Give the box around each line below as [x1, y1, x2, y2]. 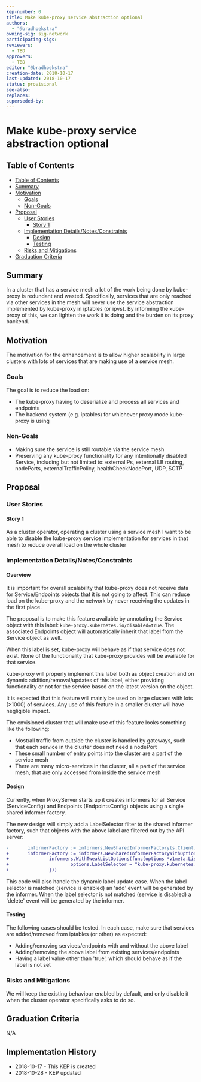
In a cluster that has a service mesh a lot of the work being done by [6, 286, 172, 293]
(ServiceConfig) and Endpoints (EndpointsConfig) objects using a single [6, 802, 184, 810]
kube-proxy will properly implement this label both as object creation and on [6, 670, 194, 678]
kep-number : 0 [6, 8, 42, 15]
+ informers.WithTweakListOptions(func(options [6, 856, 165, 862]
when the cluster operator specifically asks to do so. [6, 996, 136, 1003]
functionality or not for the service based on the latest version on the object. [6, 683, 194, 690]
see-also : [6, 87, 31, 93]
